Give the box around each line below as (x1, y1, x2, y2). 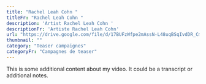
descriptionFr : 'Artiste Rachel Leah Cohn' (6, 26, 120, 32)
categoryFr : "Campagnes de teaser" (6, 49, 97, 55)
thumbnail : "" (6, 37, 43, 43)
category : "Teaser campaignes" (6, 43, 86, 49)
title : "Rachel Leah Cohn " (6, 9, 78, 15)
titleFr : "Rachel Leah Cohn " (6, 15, 84, 21)
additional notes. (6, 71, 48, 79)
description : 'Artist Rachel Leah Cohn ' (6, 20, 114, 26)
